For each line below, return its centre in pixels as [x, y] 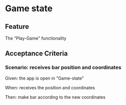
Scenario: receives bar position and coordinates [63, 67]
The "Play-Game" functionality [36, 38]
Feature [17, 27]
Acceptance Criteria [36, 53]
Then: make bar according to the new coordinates [55, 97]
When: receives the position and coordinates [50, 87]
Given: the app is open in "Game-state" [44, 78]
